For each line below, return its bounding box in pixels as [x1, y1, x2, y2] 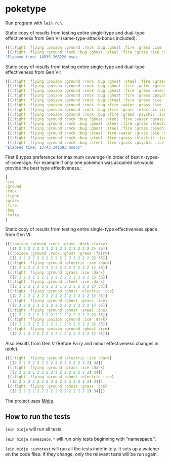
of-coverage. [5, 159, 33, 166]
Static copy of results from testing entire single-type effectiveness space [5, 226, 158, 233]
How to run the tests [5, 412, 71, 421]
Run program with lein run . [5, 20, 63, 26]
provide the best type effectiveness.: [5, 164, 82, 171]
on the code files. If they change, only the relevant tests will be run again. [5, 451, 158, 457]
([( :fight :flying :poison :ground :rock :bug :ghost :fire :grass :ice [5, 45, 162, 50]
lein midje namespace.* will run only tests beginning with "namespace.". [5, 436, 157, 442]
